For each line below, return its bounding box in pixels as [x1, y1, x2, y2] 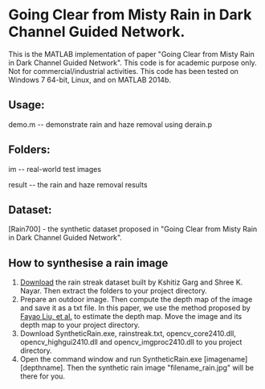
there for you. [19, 371, 66, 381]
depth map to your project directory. [19, 320, 141, 330]
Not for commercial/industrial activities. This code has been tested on [8, 66, 239, 76]
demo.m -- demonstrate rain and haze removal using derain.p [8, 119, 213, 129]
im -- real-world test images [8, 164, 102, 174]
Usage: [8, 98, 46, 112]
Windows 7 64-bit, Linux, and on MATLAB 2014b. [8, 75, 171, 84]
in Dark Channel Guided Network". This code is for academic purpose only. [8, 58, 257, 68]
